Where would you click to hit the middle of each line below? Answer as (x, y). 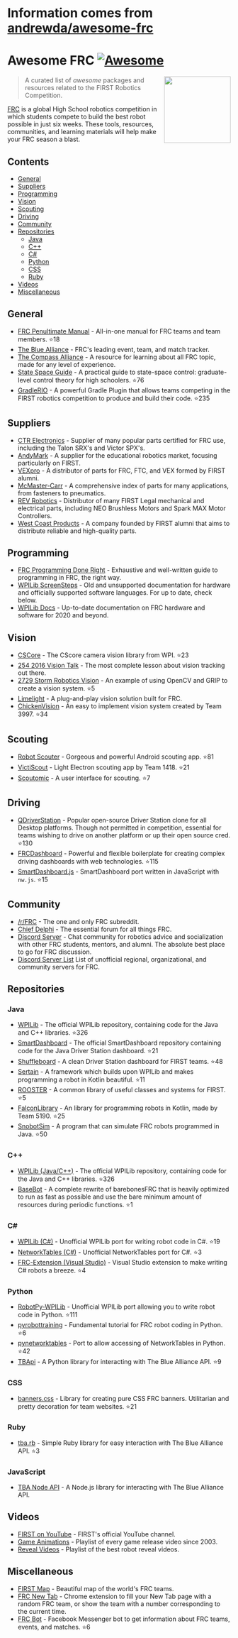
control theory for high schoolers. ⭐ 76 (89, 380)
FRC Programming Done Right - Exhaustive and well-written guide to (118, 570)
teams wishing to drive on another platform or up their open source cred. (124, 835)
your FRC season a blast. (44, 139)
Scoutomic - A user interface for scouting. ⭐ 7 (84, 778)
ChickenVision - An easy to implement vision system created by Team (119, 706)
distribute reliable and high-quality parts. (77, 531)
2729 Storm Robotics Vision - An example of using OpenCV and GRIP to (123, 681)
